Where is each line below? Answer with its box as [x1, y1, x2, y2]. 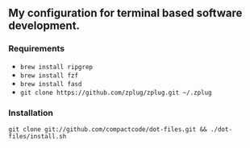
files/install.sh [8, 132, 67, 140]
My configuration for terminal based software [8, 6, 243, 20]
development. [8, 19, 81, 33]
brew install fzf [19, 72, 79, 80]
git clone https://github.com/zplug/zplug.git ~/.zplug [19, 88, 212, 97]
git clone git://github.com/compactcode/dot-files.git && [8, 125, 207, 134]
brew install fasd [19, 80, 82, 88]
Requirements [8, 43, 65, 55]
